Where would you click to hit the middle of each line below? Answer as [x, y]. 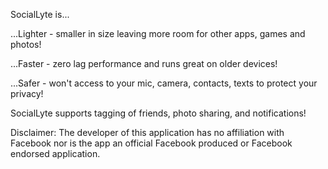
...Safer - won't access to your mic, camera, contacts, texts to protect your [164, 83]
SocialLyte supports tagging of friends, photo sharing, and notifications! [158, 113]
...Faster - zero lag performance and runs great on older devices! [144, 63]
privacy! [27, 93]
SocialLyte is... [40, 14]
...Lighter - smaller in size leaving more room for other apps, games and [158, 33]
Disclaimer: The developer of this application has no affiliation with [147, 132]
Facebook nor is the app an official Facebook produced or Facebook [151, 143]
